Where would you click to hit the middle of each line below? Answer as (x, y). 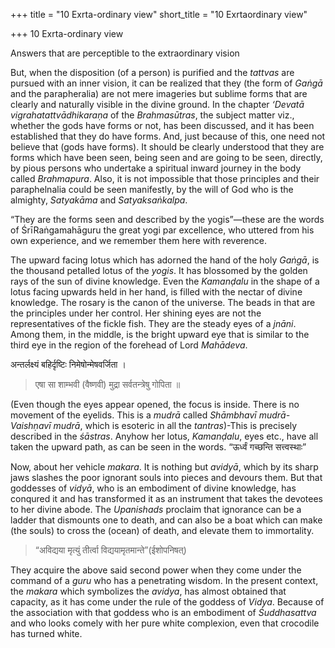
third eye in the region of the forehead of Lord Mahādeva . (129, 345)
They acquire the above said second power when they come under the (156, 570)
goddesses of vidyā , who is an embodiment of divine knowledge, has (153, 488)
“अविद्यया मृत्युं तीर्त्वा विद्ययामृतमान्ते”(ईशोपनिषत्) (110, 550)
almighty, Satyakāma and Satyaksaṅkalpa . (99, 200)
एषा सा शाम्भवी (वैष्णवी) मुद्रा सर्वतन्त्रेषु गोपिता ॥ (107, 384)
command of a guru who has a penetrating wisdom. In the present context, (164, 580)
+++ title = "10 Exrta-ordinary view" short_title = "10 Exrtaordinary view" (159, 14)
